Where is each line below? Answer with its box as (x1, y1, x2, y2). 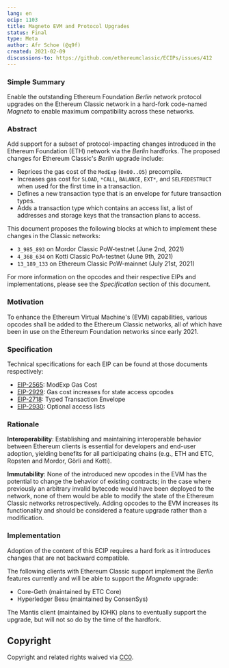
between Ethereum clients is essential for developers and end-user (7, 442, 196, 450)
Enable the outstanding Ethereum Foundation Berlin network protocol (7, 93, 202, 101)
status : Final (7, 29, 48, 36)
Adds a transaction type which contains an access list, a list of (16, 204, 193, 212)
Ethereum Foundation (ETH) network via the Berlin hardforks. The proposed (7, 147, 221, 155)
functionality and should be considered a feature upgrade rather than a (7, 506, 207, 515)
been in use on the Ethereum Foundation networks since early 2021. (7, 327, 199, 335)
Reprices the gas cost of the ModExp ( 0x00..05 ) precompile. (16, 168, 183, 176)
